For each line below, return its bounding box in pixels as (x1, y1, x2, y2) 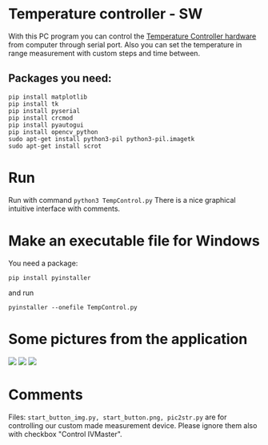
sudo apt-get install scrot (8, 142, 102, 150)
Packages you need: (8, 71, 112, 85)
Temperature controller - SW (8, 5, 203, 23)
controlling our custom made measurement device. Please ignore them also (8, 420, 258, 430)
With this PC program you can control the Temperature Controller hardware (8, 31, 257, 41)
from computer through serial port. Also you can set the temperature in (8, 39, 242, 49)
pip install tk (8, 99, 59, 108)
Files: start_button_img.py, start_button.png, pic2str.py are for (8, 412, 227, 422)
